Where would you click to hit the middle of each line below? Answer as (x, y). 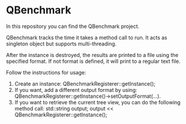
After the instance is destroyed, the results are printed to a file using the (92, 55)
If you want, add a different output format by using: (76, 90)
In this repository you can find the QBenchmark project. (73, 26)
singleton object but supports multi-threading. (61, 44)
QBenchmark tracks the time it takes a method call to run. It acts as (87, 37)
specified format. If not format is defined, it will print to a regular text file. (93, 61)
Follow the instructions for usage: (46, 72)
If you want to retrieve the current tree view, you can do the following (97, 102)
